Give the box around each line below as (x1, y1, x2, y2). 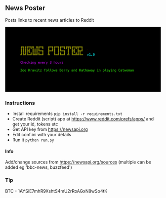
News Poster (5, 4, 45, 12)
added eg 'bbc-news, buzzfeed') (5, 164, 73, 170)
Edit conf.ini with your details (12, 132, 72, 138)
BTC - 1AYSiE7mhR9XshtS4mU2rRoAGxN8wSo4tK (5, 188, 108, 194)
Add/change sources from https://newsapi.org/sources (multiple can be (5, 159, 152, 165)
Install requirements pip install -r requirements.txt (12, 111, 123, 117)
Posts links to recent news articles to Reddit (5, 17, 94, 23)
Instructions (5, 99, 36, 106)
